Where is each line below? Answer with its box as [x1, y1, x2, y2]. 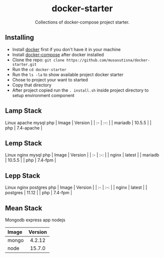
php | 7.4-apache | [5, 125, 43, 130]
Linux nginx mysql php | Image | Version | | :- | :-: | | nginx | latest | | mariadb [5, 152, 160, 158]
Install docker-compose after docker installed [12, 52, 104, 57]
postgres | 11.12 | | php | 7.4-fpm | [5, 190, 72, 196]
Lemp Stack [5, 139, 43, 147]
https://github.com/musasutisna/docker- [66, 57, 150, 63]
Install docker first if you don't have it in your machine [12, 46, 121, 52]
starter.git [12, 62, 37, 67]
